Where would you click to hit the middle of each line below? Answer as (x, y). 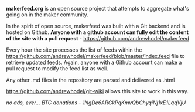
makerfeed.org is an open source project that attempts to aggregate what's (97, 9)
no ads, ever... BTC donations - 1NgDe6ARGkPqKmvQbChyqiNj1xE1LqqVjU (96, 103)
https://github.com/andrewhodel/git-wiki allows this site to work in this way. (97, 91)
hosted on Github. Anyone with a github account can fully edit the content (97, 32)
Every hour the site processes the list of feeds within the (74, 50)
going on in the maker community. (47, 15)
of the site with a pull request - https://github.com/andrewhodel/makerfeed (97, 38)
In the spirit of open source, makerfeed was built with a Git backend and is (96, 26)
